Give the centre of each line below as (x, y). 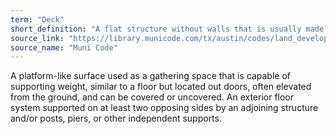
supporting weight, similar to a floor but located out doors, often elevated (161, 87)
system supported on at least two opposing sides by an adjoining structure (164, 108)
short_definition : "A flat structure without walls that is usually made (167, 29)
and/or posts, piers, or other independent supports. (116, 118)
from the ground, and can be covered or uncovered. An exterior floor (152, 97)
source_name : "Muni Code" (64, 47)
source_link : (37, 38)
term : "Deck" (37, 19)
